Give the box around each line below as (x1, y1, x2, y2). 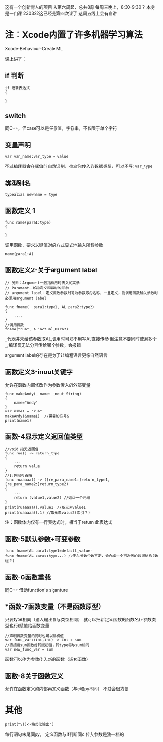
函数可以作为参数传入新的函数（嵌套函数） (5, 656, 91, 662)
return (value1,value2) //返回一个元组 (14, 495, 90, 500)
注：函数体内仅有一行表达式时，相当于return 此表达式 (5, 519, 112, 525)
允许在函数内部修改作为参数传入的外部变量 (5, 382, 91, 388)
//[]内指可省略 (5, 473, 33, 478)
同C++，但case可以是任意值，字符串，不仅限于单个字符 (5, 125, 118, 131)
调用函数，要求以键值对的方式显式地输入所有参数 (5, 242, 103, 247)
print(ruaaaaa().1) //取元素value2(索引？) (5, 510, 90, 515)
